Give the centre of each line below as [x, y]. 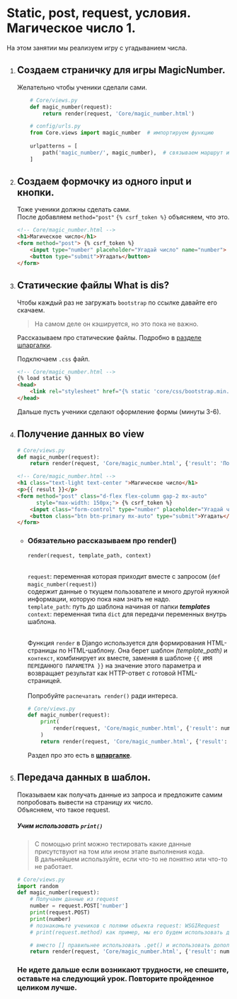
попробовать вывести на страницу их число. [85, 802]
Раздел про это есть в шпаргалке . [80, 755]
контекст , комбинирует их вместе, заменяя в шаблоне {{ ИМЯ [120, 657]
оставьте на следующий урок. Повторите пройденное [115, 979]
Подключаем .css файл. [53, 359]
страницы [42, 650]
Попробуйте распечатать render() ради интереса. [103, 695]
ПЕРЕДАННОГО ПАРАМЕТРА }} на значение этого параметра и [114, 665]
